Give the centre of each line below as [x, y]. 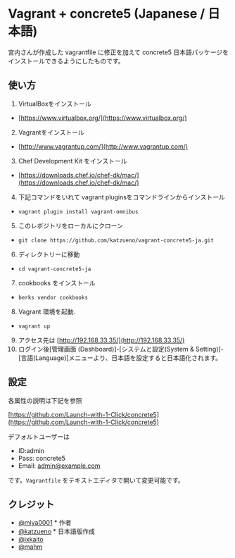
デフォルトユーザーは [39, 436]
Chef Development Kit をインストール [72, 161]
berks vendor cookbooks [53, 297]
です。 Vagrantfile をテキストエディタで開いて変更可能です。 [96, 480]
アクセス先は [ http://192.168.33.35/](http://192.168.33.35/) [101, 340]
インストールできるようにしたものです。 [66, 61]
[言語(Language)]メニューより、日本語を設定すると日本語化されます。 [120, 358]
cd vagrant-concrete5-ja [55, 269]
